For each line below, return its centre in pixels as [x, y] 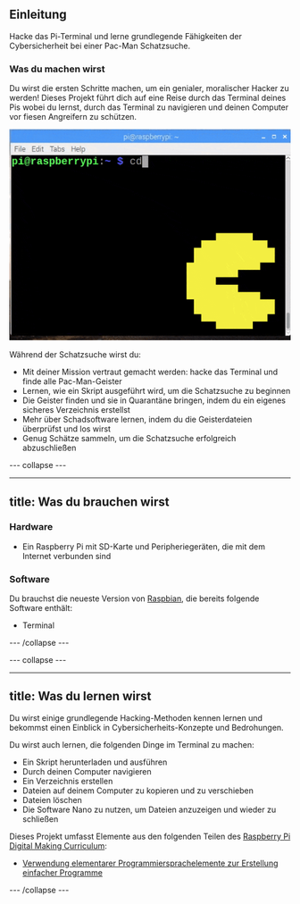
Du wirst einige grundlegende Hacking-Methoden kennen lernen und [136, 717]
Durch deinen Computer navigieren [87, 771]
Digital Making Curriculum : [58, 845]
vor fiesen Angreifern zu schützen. [73, 117]
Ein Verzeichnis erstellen [67, 781]
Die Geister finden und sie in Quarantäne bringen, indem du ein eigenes [154, 400]
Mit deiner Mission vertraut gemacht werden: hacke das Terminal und [150, 372]
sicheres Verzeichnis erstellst [76, 410]
